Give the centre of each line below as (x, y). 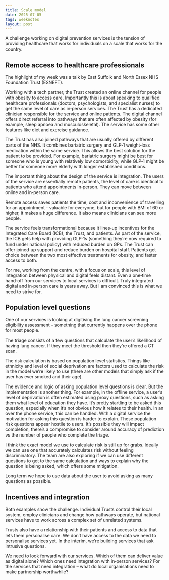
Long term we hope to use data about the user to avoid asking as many (79, 476)
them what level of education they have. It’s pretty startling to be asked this (83, 403)
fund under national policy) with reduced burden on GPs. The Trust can (79, 244)
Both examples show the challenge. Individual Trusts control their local (79, 509)
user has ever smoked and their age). (44, 376)
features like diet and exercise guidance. (47, 130)
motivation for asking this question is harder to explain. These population (81, 419)
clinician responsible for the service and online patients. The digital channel (84, 114)
